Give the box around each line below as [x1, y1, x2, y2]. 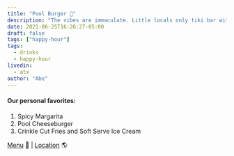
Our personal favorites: [7, 96, 77, 104]
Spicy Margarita [17, 112, 63, 120]
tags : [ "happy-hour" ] [7, 36, 70, 43]
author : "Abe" [7, 75, 49, 82]
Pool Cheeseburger [17, 119, 74, 127]
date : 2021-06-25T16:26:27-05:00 [7, 23, 104, 30]
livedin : [7, 62, 33, 69]
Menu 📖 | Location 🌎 [7, 141, 68, 149]
